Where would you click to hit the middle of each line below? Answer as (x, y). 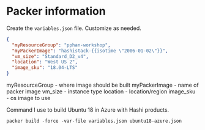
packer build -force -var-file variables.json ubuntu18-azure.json (94, 121)
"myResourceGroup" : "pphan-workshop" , (61, 45)
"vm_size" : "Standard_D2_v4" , (50, 56)
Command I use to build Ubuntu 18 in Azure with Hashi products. (88, 110)
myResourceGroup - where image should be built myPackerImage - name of (102, 85)
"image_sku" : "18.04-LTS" (45, 68)
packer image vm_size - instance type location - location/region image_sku (101, 92)
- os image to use (28, 98)
